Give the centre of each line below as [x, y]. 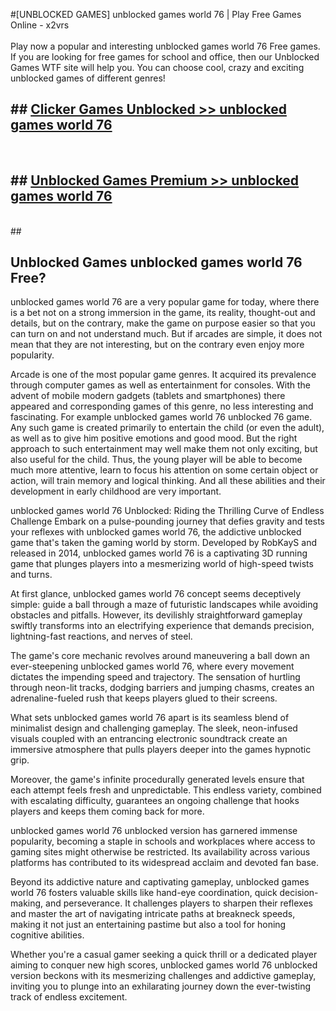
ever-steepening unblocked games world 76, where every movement [152, 666]
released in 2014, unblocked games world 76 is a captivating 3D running [159, 553]
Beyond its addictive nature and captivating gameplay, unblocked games [160, 882]
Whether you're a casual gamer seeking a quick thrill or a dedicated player [164, 955]
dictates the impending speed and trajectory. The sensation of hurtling [155, 677]
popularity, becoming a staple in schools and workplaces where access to [163, 841]
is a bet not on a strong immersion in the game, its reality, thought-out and [163, 313]
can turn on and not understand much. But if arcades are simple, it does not [166, 334]
